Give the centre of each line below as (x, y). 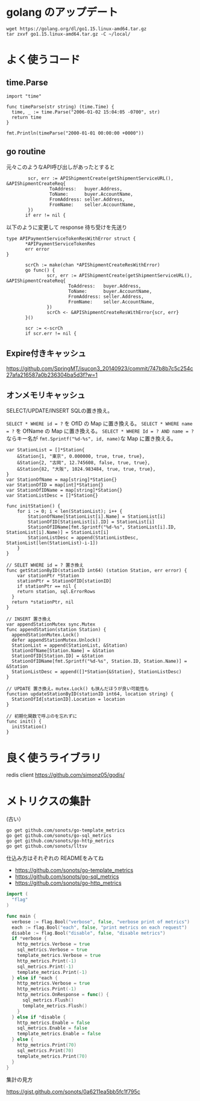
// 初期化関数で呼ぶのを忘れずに (42, 717)
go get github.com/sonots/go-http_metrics (60, 841)
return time (27, 117)
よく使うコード (43, 60)
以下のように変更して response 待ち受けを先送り (67, 227)
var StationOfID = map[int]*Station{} (55, 485)
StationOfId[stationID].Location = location (68, 700)
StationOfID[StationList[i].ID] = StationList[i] (91, 522)
